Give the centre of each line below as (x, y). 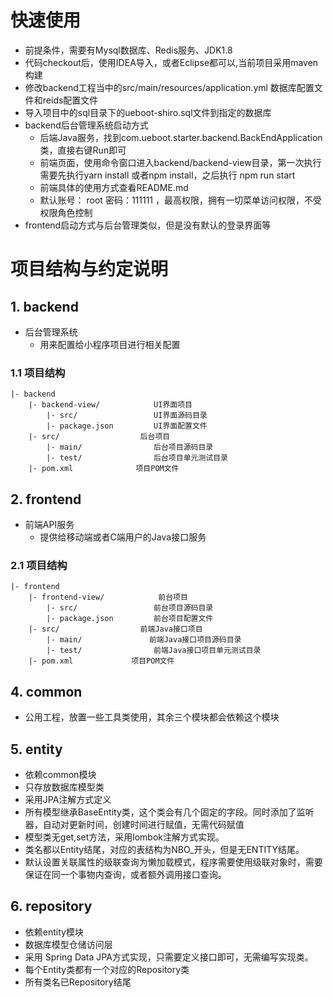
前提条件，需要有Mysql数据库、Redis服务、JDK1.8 (128, 50)
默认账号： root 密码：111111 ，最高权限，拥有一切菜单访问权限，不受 (180, 200)
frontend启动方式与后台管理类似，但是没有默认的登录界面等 (148, 225)
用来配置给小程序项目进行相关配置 (110, 344)
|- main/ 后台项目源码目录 (130, 447)
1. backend (44, 306)
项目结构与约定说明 (89, 269)
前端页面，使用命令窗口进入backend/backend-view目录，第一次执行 (180, 162)
